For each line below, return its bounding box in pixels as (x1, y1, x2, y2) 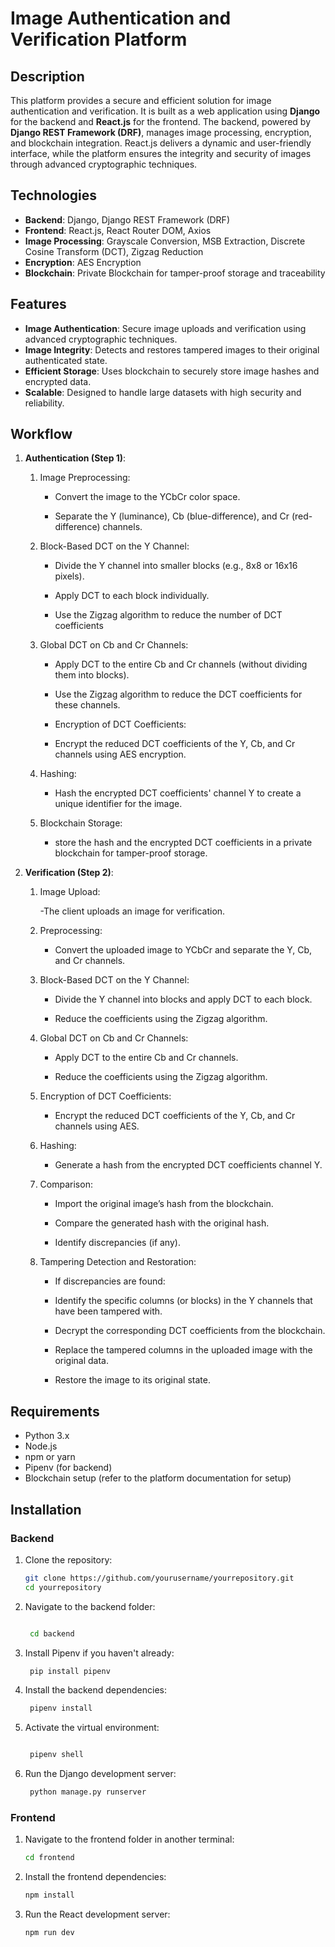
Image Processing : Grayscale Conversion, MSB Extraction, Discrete (24, 235, 306, 247)
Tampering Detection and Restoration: (39, 1256, 197, 1268)
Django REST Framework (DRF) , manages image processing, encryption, (10, 127, 312, 138)
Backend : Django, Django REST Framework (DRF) (24, 213, 230, 226)
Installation (10, 1501, 82, 1518)
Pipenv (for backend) (24, 1462, 113, 1474)
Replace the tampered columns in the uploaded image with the (54, 1344, 313, 1356)
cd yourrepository (24, 1582, 102, 1592)
